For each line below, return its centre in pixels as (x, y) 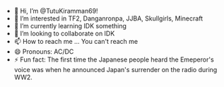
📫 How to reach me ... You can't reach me (76, 41)
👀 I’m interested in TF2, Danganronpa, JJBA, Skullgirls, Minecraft (108, 18)
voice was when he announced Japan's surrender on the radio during (116, 70)
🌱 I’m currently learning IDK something (70, 26)
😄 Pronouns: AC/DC (44, 52)
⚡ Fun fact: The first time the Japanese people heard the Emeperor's (114, 59)
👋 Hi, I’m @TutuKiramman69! (56, 11)
